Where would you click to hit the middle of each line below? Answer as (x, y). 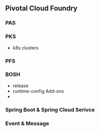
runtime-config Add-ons (38, 91)
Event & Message (27, 123)
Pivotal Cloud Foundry (41, 8)
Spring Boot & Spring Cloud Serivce (50, 110)
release (21, 86)
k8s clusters (26, 47)
